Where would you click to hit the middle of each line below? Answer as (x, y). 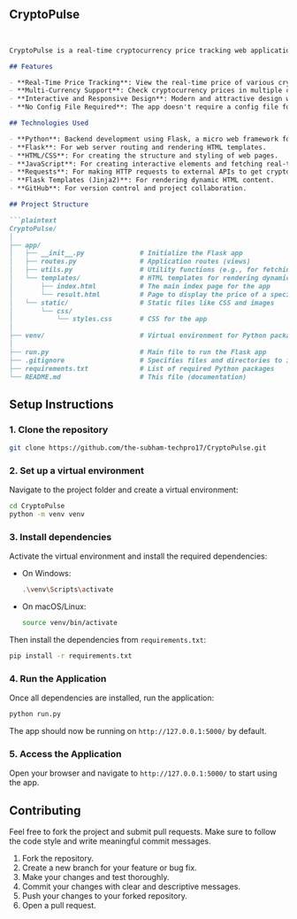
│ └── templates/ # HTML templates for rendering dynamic (150, 278)
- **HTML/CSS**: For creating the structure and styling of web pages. (144, 155)
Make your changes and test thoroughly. (95, 877)
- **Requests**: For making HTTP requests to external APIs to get (136, 172)
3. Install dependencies (61, 537)
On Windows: (46, 574)
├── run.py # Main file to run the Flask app (138, 352)
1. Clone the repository (59, 429)
